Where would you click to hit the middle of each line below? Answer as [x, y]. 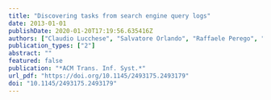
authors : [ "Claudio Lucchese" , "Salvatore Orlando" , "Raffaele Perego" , [133, 38]
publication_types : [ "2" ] [52, 46]
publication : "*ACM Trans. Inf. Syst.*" [77, 69]
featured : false [35, 61]
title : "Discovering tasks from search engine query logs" [110, 16]
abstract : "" [30, 53]
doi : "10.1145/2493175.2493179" [63, 83]
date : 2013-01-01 [38, 23]
